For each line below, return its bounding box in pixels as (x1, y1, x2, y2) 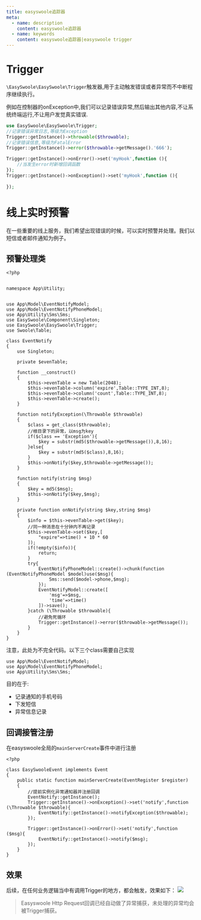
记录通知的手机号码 (14, 693, 63, 700)
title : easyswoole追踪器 (6, 8, 66, 15)
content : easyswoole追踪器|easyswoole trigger (17, 37, 133, 43)
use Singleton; (17, 348, 55, 354)
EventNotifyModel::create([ (38, 587, 109, 593)
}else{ (28, 444, 44, 450)
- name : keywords (11, 31, 55, 37)
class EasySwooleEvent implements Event (6, 767, 109, 773)
